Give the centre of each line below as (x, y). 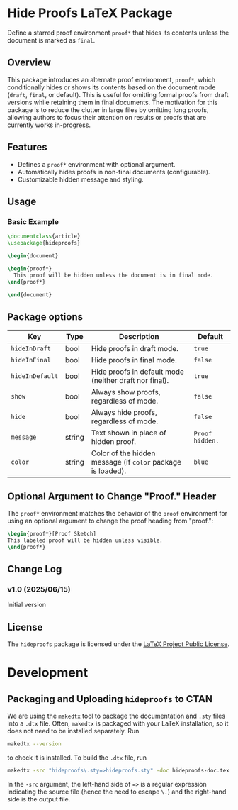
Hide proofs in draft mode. (135, 349)
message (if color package (136, 462)
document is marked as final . (51, 40)
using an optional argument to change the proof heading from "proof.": (110, 521)
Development (48, 673)
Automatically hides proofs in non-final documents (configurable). (114, 172)
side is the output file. (39, 799)
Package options (45, 317)
